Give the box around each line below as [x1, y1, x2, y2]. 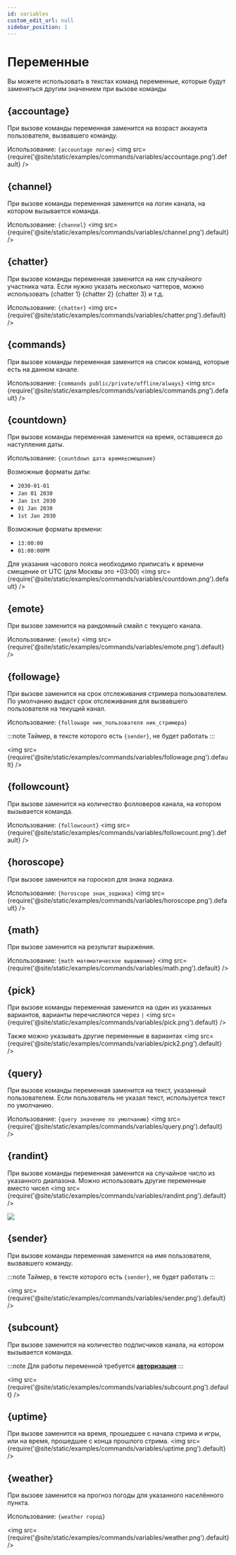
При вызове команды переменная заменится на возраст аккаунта [7, 124, 208, 133]
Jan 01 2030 [17, 490, 53, 498]
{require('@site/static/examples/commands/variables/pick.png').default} [7, 1018, 218, 1027]
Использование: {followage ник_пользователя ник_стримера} [7, 718, 188, 726]
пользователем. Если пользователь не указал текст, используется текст [7, 1093, 225, 1102]
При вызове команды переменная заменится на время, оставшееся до [7, 433, 223, 441]
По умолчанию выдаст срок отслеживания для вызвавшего [7, 697, 188, 705]
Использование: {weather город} [7, 1512, 106, 1521]
